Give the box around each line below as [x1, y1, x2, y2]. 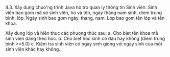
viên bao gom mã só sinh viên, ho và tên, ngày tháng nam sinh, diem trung [5, 10, 162, 16]
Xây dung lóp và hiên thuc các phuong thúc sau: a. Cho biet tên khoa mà [5, 30, 158, 36]
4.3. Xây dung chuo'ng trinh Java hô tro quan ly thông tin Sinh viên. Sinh [5, 5, 157, 10]
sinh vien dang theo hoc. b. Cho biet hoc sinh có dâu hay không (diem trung [5, 35, 165, 41]
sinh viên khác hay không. [5, 46, 60, 52]
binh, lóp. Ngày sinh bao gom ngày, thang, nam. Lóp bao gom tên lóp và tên [5, 15, 165, 21]
